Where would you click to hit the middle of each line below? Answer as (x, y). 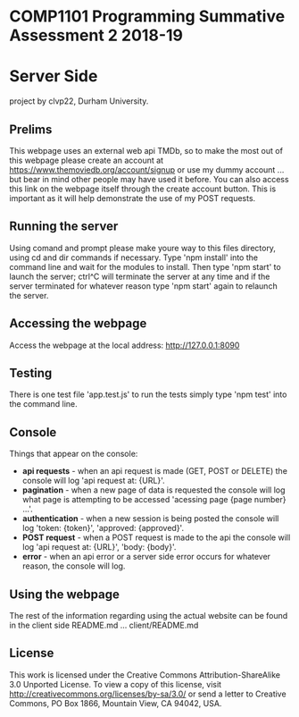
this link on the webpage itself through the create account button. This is (143, 189)
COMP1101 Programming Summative (147, 17)
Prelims (31, 129)
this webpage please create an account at (86, 160)
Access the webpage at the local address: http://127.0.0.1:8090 (125, 345)
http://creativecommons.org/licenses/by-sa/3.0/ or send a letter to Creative (148, 694)
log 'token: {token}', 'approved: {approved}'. (103, 528)
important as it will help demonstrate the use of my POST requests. (133, 198)
